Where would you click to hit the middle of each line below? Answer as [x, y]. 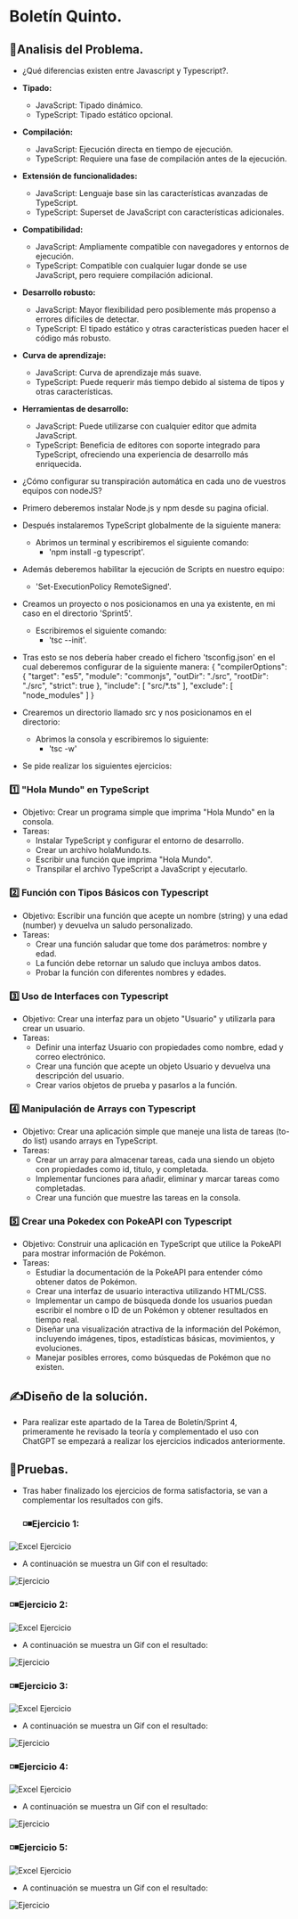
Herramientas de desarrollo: [75, 409]
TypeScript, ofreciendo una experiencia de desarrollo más [142, 455]
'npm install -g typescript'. [97, 552]
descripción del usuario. [80, 1075]
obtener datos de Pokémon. [86, 1282]
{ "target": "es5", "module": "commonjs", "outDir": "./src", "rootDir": [145, 676]
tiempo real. [57, 1320]
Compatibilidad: [52, 230]
